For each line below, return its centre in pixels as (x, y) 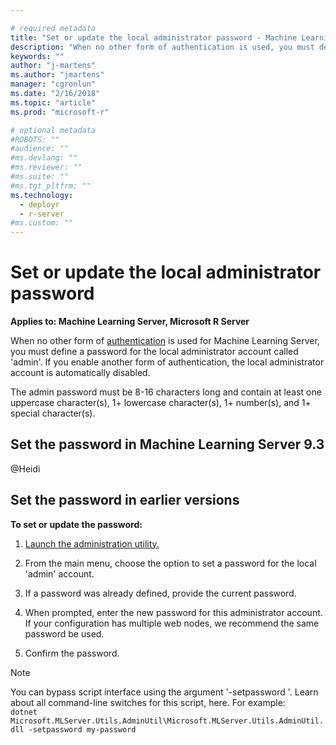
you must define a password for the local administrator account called (154, 352)
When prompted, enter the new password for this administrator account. (173, 612)
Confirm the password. (72, 653)
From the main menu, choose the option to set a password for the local (170, 563)
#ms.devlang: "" (44, 158)
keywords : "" (37, 56)
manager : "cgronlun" (53, 84)
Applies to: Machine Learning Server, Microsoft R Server (130, 322)
